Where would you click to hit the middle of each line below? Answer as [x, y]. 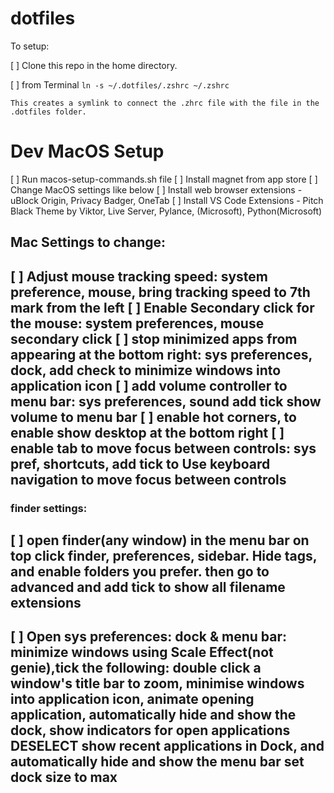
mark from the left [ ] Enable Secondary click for [162, 307]
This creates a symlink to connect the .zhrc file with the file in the [165, 103]
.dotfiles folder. [48, 112]
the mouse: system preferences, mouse [137, 323]
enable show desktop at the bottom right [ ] [147, 432]
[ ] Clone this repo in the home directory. [94, 65]
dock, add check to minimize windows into [146, 370]
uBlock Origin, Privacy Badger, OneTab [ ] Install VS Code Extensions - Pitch [167, 200]
